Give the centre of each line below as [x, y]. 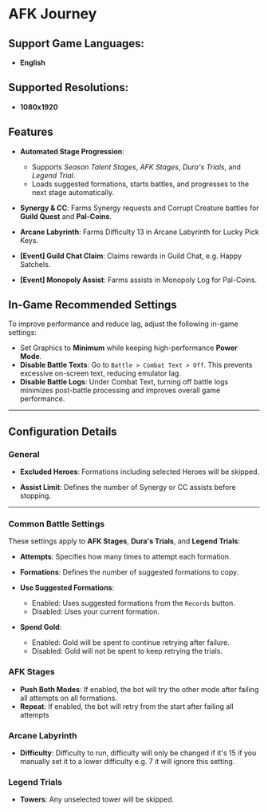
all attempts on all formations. [69, 698]
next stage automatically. [73, 192]
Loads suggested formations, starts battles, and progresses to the [140, 184]
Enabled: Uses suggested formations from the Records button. [133, 603]
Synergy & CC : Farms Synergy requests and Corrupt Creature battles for [139, 208]
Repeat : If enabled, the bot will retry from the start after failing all [126, 706]
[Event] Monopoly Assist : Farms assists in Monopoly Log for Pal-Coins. [138, 280]
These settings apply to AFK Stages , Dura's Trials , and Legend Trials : [124, 541]
